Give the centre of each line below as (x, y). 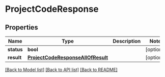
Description (127, 41)
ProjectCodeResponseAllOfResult (68, 58)
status (15, 49)
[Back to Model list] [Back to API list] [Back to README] (61, 70)
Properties (22, 27)
